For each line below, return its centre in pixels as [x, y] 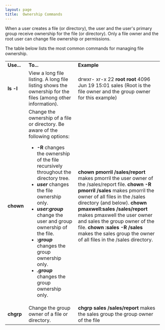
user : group [50, 209]
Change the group [50, 308]
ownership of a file [50, 118]
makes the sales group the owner [116, 233]
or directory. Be [47, 124]
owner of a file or [48, 314]
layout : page [18, 10]
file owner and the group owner [114, 91]
